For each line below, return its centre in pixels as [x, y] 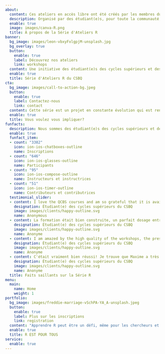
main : [15, 284]
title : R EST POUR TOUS [34, 335]
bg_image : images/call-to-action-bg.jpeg [53, 87]
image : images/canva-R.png [37, 28]
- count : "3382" [26, 143]
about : [12, 10]
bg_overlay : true [27, 46]
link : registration [34, 321]
